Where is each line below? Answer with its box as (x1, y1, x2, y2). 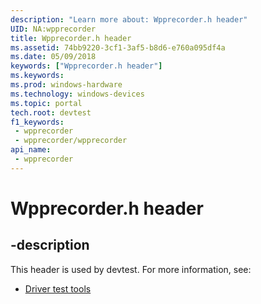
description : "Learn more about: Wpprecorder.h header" (10, 14, 248, 25)
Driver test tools (24, 282, 92, 295)
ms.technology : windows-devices (10, 89, 145, 99)
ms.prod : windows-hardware (10, 80, 123, 90)
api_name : (10, 145, 52, 155)
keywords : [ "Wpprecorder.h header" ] (10, 61, 163, 71)
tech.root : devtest (10, 107, 92, 118)
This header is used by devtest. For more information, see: (10, 263, 252, 275)
